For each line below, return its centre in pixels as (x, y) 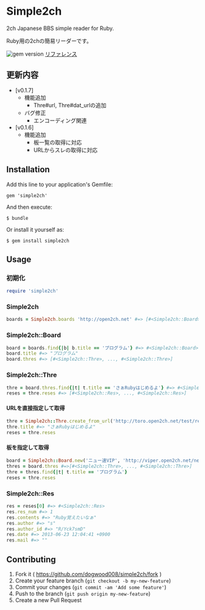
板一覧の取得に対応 (58, 142)
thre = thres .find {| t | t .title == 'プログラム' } (67, 472)
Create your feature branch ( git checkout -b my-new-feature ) (93, 581)
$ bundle (17, 218)
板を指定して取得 (28, 447)
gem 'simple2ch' (27, 195)
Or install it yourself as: (35, 229)
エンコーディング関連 (60, 120)
